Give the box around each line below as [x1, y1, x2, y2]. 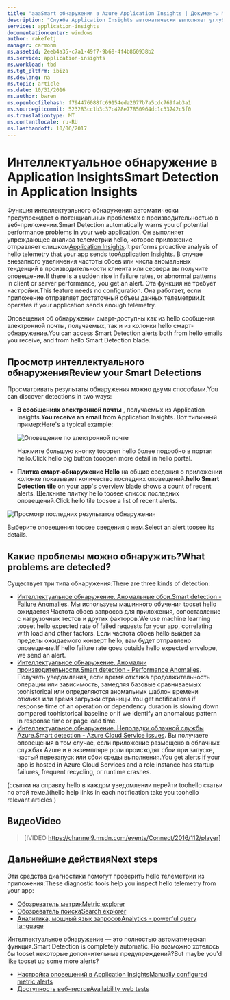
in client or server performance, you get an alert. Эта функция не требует [7, 279, 216, 288]
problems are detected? [7, 561, 112, 573]
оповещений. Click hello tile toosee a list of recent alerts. [16, 497, 177, 505]
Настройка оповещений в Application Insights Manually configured [16, 970, 207, 978]
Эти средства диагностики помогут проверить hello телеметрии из [7, 872, 205, 880]
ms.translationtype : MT [7, 112, 75, 119]
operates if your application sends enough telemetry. [7, 301, 157, 310]
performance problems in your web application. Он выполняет [7, 228, 184, 237]
